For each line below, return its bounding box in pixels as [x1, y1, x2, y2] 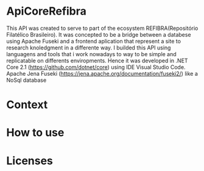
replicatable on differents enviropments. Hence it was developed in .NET [6, 57, 188, 64]
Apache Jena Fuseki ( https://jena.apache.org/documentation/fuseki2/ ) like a [6, 70, 198, 77]
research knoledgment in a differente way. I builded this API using [6, 44, 171, 51]
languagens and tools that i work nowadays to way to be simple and [6, 50, 177, 57]
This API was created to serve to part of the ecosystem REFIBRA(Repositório [6, 24, 199, 32]
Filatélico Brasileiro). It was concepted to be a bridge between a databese [6, 31, 191, 38]
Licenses [6, 154, 54, 167]
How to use [6, 126, 65, 140]
